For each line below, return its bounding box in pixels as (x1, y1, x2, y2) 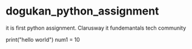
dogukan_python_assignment (5, 4, 159, 18)
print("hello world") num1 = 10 (5, 36, 80, 43)
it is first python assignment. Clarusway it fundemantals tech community (5, 24, 187, 31)
